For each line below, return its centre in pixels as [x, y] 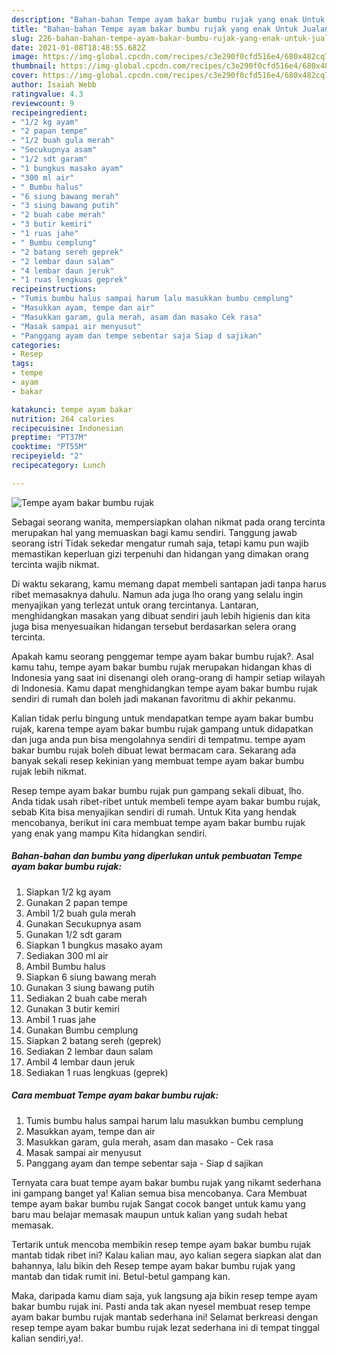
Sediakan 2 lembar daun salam [89, 1051]
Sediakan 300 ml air [67, 955]
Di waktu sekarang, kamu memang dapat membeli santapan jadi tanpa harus [169, 583]
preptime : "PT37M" [49, 437]
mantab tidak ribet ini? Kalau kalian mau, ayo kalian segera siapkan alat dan [166, 1255]
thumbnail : [34, 66]
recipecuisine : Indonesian [67, 428]
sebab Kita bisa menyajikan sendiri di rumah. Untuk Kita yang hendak [154, 812]
